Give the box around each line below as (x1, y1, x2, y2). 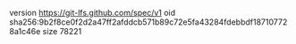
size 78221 (42, 26, 82, 36)
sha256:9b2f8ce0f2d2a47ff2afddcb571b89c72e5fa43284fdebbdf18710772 (9, 17, 288, 27)
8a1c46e (9, 26, 41, 36)
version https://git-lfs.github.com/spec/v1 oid (9, 8, 176, 18)
